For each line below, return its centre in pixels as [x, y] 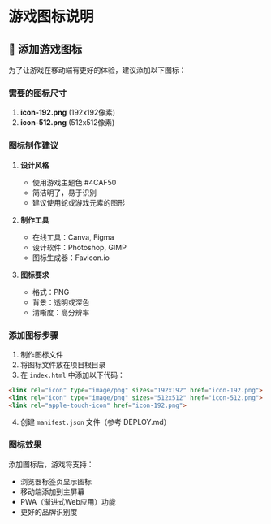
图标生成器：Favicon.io [71, 258]
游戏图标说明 [52, 17]
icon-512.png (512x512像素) [67, 123]
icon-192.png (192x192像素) [68, 113]
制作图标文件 [41, 354]
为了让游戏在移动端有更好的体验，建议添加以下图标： [97, 70]
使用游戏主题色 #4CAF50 [74, 182]
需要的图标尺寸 [38, 93]
